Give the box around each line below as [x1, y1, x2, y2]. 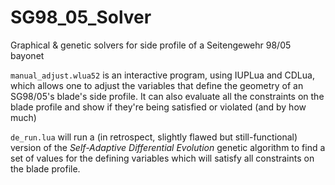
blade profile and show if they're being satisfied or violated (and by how [10, 101, 307, 113]
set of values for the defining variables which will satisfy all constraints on [10, 152, 315, 164]
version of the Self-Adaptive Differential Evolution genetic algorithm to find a [10, 141, 326, 153]
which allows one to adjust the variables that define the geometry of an [10, 79, 304, 91]
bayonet [10, 49, 45, 61]
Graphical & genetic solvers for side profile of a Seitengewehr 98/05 [10, 39, 292, 51]
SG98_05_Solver [10, 6, 152, 29]
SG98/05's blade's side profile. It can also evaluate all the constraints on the [10, 90, 325, 102]
